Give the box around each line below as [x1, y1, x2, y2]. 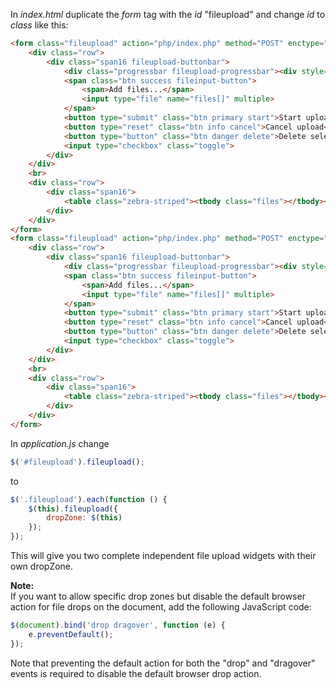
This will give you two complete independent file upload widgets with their [10, 550, 317, 561]
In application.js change [10, 437, 110, 449]
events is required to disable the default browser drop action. [10, 667, 262, 679]
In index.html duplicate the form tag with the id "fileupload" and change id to [10, 9, 326, 20]
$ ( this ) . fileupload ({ [28, 504, 118, 514]
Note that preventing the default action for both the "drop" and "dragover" [10, 657, 316, 669]
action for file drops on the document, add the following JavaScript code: [10, 601, 312, 613]
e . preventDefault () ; [28, 629, 114, 639]
